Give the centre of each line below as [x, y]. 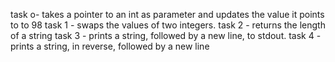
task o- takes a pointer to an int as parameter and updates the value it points [167, 14]
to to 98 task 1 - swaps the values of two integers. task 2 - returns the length [168, 25]
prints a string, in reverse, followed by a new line [110, 46]
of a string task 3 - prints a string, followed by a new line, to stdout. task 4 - [166, 35]
